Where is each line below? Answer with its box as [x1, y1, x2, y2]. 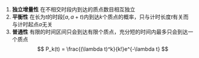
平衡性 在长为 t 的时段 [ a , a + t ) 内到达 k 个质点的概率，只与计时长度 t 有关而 [11, 13, 189, 20]
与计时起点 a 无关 [11, 21, 53, 28]
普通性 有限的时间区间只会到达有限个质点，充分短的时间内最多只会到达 [11, 28, 188, 35]
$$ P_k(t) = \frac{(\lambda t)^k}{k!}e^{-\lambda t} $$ [37, 45, 169, 53]
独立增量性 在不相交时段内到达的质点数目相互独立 [11, 6, 136, 13]
